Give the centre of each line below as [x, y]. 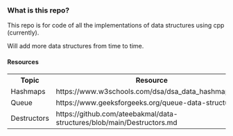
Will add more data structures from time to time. [76, 46]
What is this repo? [38, 10]
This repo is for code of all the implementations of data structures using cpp [116, 26]
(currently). [23, 32]
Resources [23, 61]
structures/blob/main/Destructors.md [116, 122]
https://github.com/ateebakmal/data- [117, 114]
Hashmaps [28, 91]
